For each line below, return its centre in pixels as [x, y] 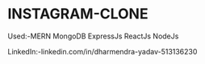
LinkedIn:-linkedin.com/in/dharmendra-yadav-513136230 [102, 51]
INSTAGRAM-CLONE [78, 14]
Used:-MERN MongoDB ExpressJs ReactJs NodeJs [93, 36]
